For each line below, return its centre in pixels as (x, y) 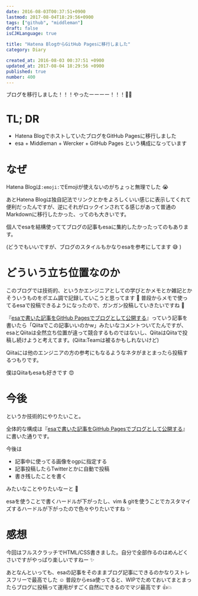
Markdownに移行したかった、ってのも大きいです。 (68, 214)
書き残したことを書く (40, 476)
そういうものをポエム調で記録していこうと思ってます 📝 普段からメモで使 (95, 298)
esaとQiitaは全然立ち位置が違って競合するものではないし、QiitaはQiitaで (94, 333)
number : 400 (21, 77)
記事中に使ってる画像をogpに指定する (61, 462)
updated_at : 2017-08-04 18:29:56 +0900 (55, 66)
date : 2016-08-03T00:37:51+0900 (46, 12)
